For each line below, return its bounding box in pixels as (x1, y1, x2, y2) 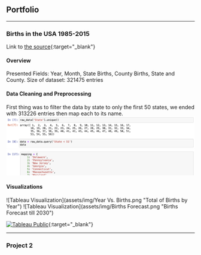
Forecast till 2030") (6, 209, 54, 216)
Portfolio (6, 5, 39, 15)
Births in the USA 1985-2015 (6, 29, 90, 38)
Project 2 (6, 241, 33, 250)
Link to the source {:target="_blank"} (6, 43, 96, 50)
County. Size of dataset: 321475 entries (6, 76, 103, 84)
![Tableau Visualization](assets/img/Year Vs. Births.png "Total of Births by (6, 196, 188, 204)
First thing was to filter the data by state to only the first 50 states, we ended (6, 103, 195, 110)
